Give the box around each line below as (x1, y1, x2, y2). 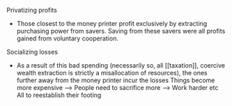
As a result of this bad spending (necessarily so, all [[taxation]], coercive (16, 61, 226, 69)
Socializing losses (6, 48, 59, 56)
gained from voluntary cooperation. (16, 34, 119, 43)
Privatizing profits (6, 6, 57, 14)
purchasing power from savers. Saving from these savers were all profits (16, 27, 226, 35)
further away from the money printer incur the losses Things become (16, 76, 215, 84)
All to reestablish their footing (16, 91, 102, 99)
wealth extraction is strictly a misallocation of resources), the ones (16, 69, 208, 77)
